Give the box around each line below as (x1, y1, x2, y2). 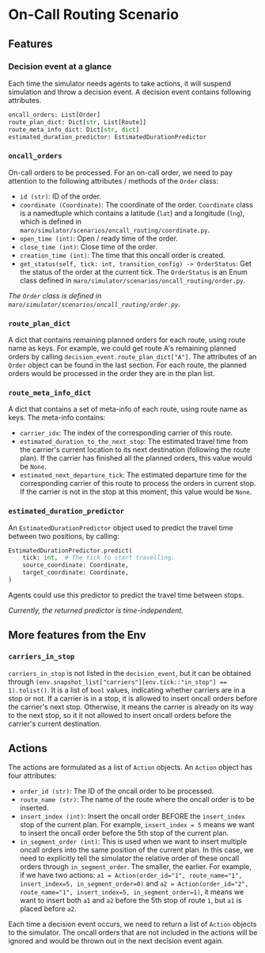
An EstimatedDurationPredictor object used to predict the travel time (8, 522, 233, 532)
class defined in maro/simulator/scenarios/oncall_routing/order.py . (19, 275, 246, 285)
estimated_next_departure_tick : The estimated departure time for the (19, 470, 248, 480)
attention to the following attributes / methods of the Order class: (8, 176, 219, 185)
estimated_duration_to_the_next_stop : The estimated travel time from (19, 437, 248, 446)
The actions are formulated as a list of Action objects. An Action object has (8, 762, 253, 773)
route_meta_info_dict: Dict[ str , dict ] (8, 125, 140, 134)
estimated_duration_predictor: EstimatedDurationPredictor (8, 133, 207, 141)
